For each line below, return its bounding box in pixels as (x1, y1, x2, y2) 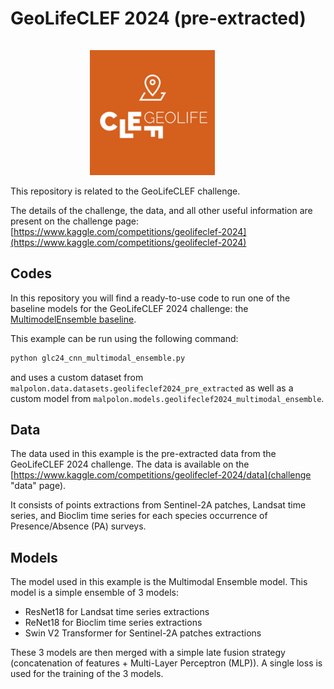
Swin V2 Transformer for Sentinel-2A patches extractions (24, 627, 262, 639)
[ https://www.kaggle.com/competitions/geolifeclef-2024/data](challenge (10, 469, 312, 481)
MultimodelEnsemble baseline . (10, 313, 137, 325)
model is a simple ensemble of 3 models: (10, 587, 179, 599)
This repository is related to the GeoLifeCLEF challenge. (10, 185, 241, 197)
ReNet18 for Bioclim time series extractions (24, 617, 203, 629)
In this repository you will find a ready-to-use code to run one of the (10, 292, 291, 304)
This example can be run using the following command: (10, 332, 239, 344)
